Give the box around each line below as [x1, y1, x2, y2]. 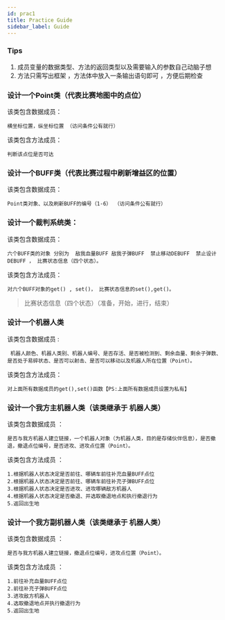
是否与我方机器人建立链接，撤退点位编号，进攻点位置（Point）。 [7, 550, 165, 557]
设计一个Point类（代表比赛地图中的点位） [7, 90, 146, 100]
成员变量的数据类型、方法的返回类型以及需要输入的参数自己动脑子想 [17, 62, 212, 71]
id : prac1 [7, 10, 36, 17]
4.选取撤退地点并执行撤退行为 [7, 600, 81, 608]
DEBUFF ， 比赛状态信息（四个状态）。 [7, 258, 102, 265]
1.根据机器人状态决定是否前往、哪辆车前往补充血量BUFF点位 [7, 471, 155, 478]
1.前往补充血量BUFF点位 [7, 578, 68, 585]
